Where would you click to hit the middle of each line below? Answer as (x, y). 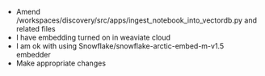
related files (36, 29)
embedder (33, 55)
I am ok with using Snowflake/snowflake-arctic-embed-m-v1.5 (120, 46)
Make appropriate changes (61, 63)
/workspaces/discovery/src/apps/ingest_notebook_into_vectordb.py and (136, 20)
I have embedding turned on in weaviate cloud (93, 37)
